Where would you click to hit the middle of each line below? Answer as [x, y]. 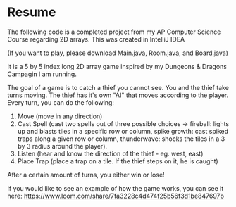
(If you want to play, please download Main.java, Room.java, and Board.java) [118, 53]
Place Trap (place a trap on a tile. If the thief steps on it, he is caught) [118, 161]
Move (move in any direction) [60, 116]
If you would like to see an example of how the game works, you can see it [116, 188]
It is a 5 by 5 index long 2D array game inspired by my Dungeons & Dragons [117, 66]
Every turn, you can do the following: [61, 102]
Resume [32, 12]
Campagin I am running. [42, 74]
